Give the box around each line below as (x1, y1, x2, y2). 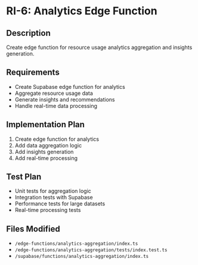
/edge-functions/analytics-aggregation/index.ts (14, 241, 138, 247)
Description (6, 28, 51, 38)
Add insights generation (14, 148, 74, 155)
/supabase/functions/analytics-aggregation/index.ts (14, 254, 149, 260)
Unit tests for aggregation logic (14, 187, 91, 195)
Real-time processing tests (14, 207, 81, 214)
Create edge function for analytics (14, 135, 100, 143)
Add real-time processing (14, 154, 78, 162)
